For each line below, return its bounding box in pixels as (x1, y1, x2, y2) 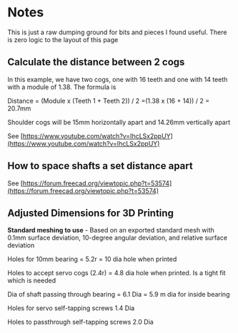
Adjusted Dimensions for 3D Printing (7, 207, 174, 219)
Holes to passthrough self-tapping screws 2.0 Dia (7, 318, 154, 327)
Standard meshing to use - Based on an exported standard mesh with (7, 226, 214, 235)
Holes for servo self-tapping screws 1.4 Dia (7, 304, 135, 312)
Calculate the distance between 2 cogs (7, 56, 185, 68)
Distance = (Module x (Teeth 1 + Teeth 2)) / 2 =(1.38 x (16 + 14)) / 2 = (7, 96, 210, 105)
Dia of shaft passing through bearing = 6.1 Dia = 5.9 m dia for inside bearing (7, 290, 230, 299)
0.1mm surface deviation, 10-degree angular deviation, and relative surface (7, 233, 227, 242)
